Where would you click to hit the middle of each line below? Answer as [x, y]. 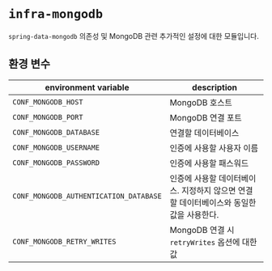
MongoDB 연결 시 [202, 230]
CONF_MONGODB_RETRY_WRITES [64, 241]
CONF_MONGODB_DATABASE [56, 132]
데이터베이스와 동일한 [218, 202]
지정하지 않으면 [208, 190]
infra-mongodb [56, 14]
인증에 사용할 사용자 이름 [214, 148]
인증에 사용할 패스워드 [209, 163]
